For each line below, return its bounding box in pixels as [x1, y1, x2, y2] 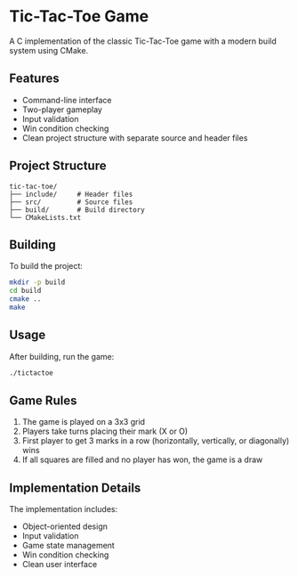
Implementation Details [9, 480, 141, 495]
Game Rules [9, 393, 77, 408]
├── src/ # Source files [9, 198, 133, 207]
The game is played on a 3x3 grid [21, 417, 145, 427]
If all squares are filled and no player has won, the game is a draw [21, 454, 263, 465]
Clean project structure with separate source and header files [21, 132, 248, 143]
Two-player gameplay [21, 104, 102, 115]
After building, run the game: [9, 351, 115, 362]
